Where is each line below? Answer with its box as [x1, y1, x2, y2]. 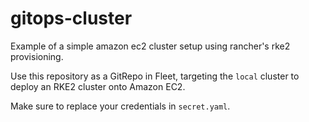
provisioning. [10, 50, 64, 62]
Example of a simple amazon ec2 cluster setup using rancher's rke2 [10, 40, 291, 52]
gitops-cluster [10, 7, 133, 30]
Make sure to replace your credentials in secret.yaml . [10, 100, 231, 112]
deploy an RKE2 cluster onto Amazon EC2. [10, 80, 186, 92]
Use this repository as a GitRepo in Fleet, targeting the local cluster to [10, 70, 300, 82]
